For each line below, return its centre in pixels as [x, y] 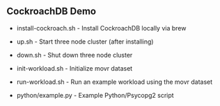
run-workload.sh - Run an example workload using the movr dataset [115, 82]
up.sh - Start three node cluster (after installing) [85, 42]
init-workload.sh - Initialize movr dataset [74, 68]
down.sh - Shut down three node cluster [74, 55]
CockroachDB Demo [52, 11]
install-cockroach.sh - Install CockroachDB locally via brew [101, 28]
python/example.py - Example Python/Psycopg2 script [95, 95]
